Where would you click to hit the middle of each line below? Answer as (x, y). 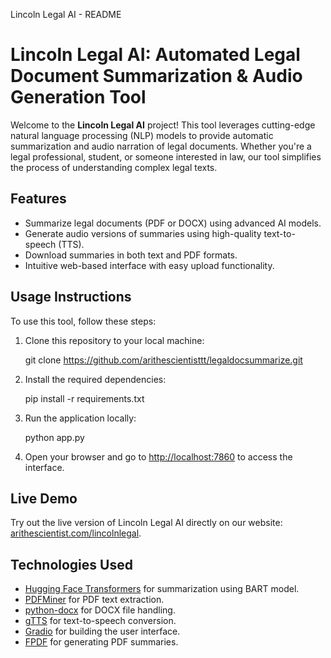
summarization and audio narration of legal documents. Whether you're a (161, 146)
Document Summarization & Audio (156, 76)
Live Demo (44, 498)
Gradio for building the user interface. (102, 631)
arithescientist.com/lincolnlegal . (76, 533)
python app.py (54, 437)
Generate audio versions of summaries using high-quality (143, 233)
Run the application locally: (80, 418)
